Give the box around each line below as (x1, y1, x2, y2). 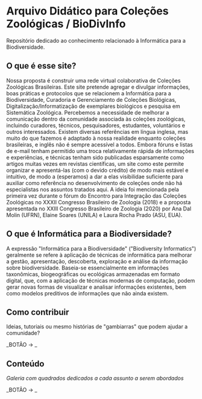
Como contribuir (6, 307, 69, 317)
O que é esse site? (6, 61, 77, 71)
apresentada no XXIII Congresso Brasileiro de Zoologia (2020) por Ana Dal (6, 205, 192, 212)
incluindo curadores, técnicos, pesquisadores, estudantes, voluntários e (6, 122, 186, 129)
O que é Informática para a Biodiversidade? (6, 229, 172, 239)
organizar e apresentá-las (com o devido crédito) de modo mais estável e (6, 166, 189, 174)
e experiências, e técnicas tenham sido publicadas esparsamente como (6, 154, 185, 161)
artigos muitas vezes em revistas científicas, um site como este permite (6, 160, 184, 167)
